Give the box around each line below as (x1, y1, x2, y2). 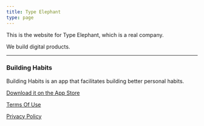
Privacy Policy (6, 113, 42, 120)
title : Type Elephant (6, 8, 61, 15)
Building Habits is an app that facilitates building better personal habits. (6, 77, 185, 85)
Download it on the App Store (6, 89, 80, 96)
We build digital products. (6, 43, 70, 50)
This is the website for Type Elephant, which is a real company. (6, 31, 164, 38)
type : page (6, 15, 34, 21)
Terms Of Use (6, 101, 41, 108)
